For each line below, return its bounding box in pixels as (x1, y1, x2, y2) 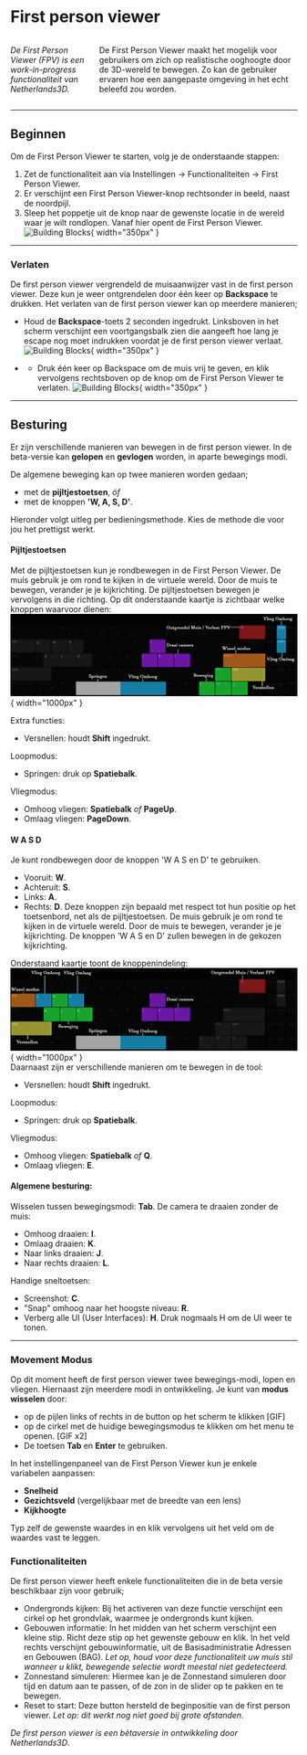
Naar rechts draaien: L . (23, 1257, 110, 1268)
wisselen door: (10, 1393, 67, 1404)
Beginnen (10, 126, 67, 143)
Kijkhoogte (23, 1505, 67, 1516)
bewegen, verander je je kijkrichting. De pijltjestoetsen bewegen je (10, 585, 261, 596)
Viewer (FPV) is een (10, 54, 85, 65)
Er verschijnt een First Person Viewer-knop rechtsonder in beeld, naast (23, 187, 290, 198)
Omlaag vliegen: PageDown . (23, 813, 131, 824)
